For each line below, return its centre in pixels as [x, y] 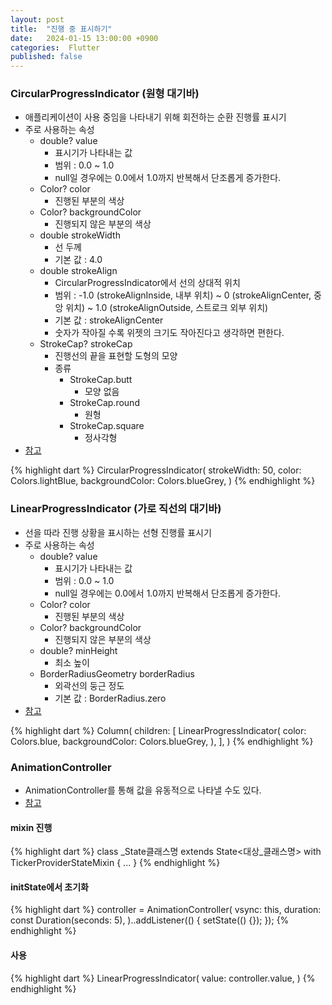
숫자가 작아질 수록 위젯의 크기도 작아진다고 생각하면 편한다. [169, 333]
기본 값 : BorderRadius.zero [110, 698]
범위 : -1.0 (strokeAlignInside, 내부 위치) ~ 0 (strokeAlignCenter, [183, 295]
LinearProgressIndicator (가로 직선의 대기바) [116, 509]
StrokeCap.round [104, 403]
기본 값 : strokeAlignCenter [109, 320]
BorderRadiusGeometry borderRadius [117, 673]
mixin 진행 [31, 827]
